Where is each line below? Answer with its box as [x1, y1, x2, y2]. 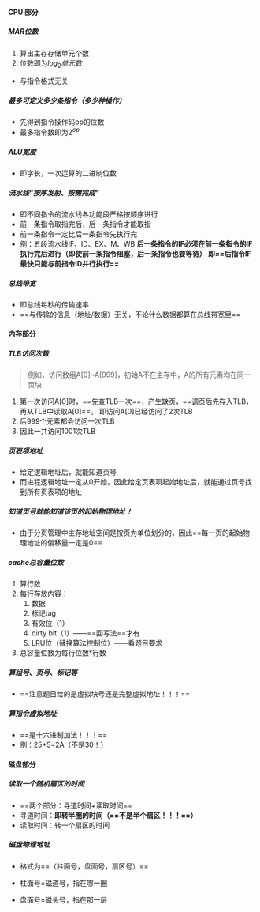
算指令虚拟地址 [8, 708, 57, 718]
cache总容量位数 [8, 557, 65, 567]
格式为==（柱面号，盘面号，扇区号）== [19, 861, 149, 871]
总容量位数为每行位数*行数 [19, 648, 106, 658]
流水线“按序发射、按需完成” [8, 188, 100, 198]
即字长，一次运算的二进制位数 [19, 168, 117, 178]
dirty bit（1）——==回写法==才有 [31, 628, 140, 638]
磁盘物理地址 [8, 840, 50, 850]
